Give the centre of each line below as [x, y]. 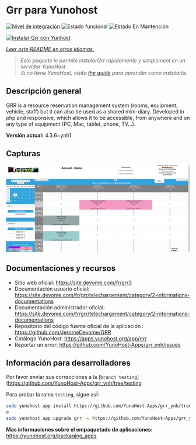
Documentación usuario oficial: [52, 289]
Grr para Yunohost [52, 10]
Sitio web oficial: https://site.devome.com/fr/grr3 [73, 282]
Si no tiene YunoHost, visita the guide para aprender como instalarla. [104, 73]
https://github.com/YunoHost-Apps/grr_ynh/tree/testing [75, 383]
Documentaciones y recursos [61, 269]
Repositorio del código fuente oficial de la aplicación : [79, 326]
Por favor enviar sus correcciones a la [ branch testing [71, 377]
